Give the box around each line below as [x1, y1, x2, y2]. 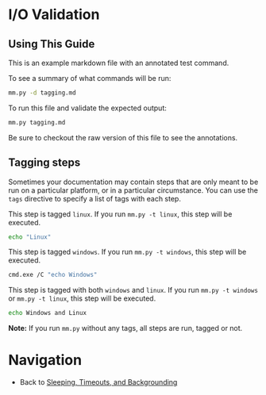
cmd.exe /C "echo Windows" [8, 271, 98, 279]
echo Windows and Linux [8, 309, 87, 317]
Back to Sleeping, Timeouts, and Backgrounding [19, 378, 178, 387]
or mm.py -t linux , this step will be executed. [8, 293, 156, 303]
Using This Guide [8, 37, 95, 51]
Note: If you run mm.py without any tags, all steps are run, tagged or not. [8, 324, 243, 333]
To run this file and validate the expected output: [8, 103, 167, 113]
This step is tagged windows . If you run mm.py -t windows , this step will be [8, 247, 247, 257]
